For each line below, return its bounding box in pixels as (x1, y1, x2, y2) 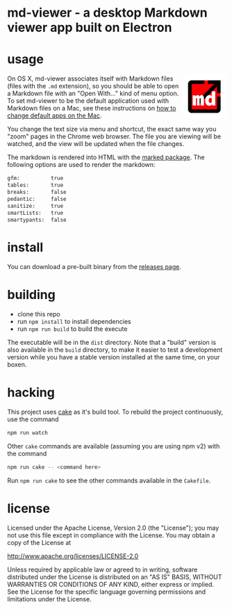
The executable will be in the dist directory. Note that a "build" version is (7, 339, 217, 346)
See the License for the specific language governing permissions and (7, 587, 206, 596)
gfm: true (7, 175, 64, 182)
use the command (7, 415, 59, 423)
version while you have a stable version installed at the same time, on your (7, 353, 220, 361)
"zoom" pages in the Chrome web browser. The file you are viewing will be (7, 132, 221, 140)
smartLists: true (7, 210, 64, 217)
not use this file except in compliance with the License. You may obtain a (7, 530, 215, 539)
